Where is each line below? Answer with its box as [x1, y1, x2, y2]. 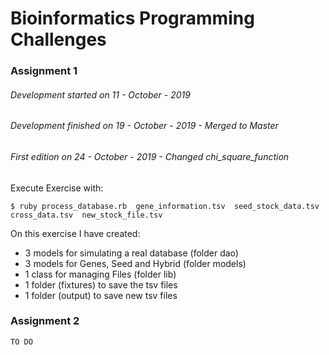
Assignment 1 [10, 64, 78, 78]
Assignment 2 [10, 314, 80, 328]
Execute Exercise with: [10, 182, 104, 194]
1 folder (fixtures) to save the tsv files [24, 278, 178, 291]
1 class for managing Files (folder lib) [24, 268, 177, 280]
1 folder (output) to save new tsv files [24, 289, 178, 301]
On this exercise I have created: [10, 227, 141, 239]
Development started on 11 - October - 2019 [10, 88, 191, 101]
